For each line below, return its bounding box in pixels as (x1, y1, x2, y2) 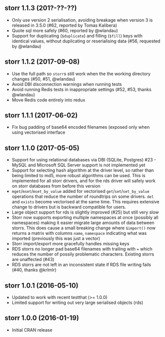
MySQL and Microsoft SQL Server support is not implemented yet (11, 162, 146, 168)
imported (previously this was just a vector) (11, 235, 100, 241)
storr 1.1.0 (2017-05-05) (4, 144, 80, 152)
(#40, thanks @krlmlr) (11, 267, 57, 273)
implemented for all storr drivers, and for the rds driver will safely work (11, 178, 156, 184)
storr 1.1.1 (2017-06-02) (4, 111, 78, 120)
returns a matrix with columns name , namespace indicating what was (11, 230, 147, 236)
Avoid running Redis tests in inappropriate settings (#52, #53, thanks (11, 86, 152, 92)
